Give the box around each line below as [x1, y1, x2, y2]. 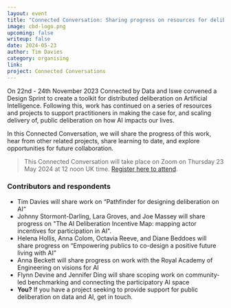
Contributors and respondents [7, 182, 111, 192]
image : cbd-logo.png [7, 23, 67, 30]
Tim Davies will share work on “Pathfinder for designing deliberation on [16, 197, 219, 205]
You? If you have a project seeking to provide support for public [16, 285, 198, 294]
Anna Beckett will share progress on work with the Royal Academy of [16, 256, 213, 264]
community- [185, 270, 220, 279]
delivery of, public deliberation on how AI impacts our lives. [7, 116, 175, 124]
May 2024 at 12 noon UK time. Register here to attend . [23, 165, 178, 173]
